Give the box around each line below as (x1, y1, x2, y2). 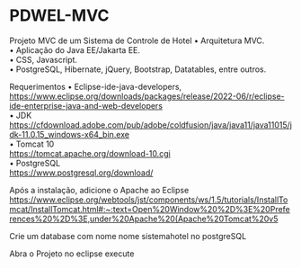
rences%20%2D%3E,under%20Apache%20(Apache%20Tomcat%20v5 (9, 213, 279, 224)
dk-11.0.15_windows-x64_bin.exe (9, 129, 130, 139)
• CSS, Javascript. (9, 54, 78, 65)
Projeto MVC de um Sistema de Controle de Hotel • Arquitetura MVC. (9, 35, 265, 46)
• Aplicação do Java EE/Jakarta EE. (9, 44, 141, 55)
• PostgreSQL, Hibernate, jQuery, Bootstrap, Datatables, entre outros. (9, 64, 267, 75)
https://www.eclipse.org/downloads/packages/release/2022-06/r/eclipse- (9, 91, 285, 102)
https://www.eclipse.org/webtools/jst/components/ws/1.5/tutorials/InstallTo (9, 194, 288, 205)
